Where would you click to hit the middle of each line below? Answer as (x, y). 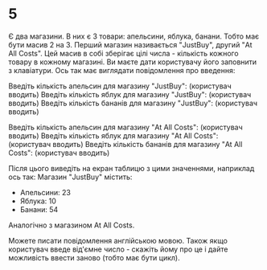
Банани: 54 (39, 209)
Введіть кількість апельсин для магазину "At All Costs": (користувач (125, 127)
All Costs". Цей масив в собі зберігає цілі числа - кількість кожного (123, 53)
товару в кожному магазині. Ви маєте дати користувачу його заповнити (133, 62)
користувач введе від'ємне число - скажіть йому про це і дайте (118, 249)
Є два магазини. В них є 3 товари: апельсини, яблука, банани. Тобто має (134, 36)
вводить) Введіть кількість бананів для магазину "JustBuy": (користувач (133, 103)
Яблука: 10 (38, 201)
